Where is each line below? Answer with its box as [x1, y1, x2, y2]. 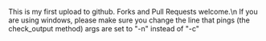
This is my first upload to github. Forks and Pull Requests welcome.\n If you [8, 7, 259, 16]
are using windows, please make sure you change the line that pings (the [8, 15, 251, 25]
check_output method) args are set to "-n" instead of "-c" [8, 24, 199, 33]
